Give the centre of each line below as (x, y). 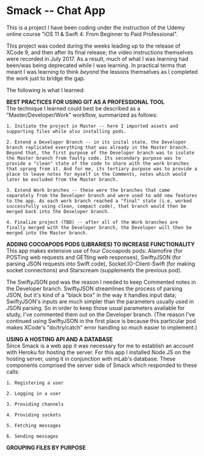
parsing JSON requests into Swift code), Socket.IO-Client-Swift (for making (101, 264)
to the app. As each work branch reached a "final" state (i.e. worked (99, 201)
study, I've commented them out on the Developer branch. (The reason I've (101, 314)
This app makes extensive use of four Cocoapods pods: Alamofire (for (94, 250)
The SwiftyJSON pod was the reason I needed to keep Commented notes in (101, 282)
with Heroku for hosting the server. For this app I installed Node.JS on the (98, 352)
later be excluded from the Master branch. (62, 179)
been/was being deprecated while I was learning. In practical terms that (96, 65)
